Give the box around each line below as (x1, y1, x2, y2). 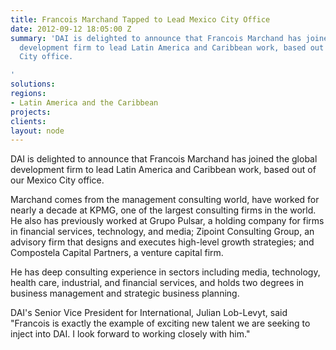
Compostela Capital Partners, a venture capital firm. (10, 247, 224, 259)
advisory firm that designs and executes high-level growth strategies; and (10, 236, 315, 248)
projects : (10, 107, 52, 117)
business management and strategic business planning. (10, 287, 240, 300)
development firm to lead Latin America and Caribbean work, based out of (10, 164, 317, 176)
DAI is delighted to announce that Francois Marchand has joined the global (10, 153, 318, 165)
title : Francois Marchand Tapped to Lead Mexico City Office (10, 14, 271, 25)
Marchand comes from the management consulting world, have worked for (10, 194, 320, 206)
